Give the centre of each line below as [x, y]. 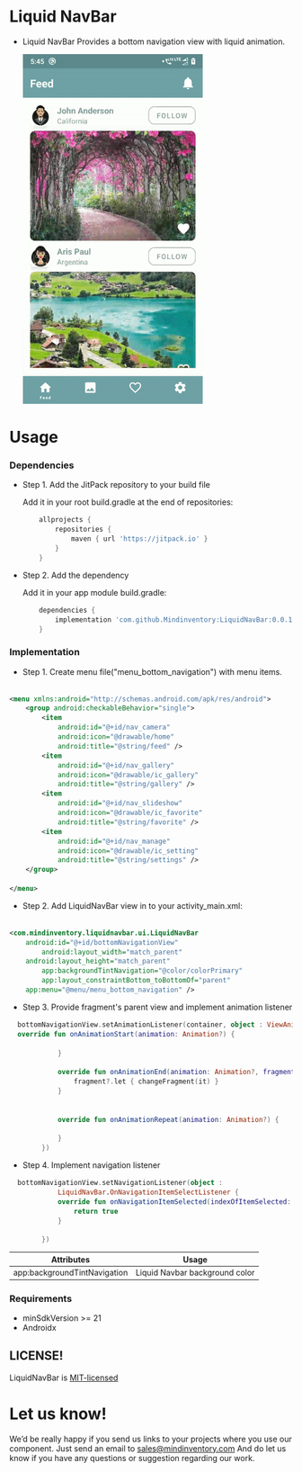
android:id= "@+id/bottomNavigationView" [102, 942]
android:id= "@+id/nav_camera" [114, 727]
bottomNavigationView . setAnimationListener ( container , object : [140, 1024]
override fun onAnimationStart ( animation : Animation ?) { [126, 1034]
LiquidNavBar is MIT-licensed [64, 1378]
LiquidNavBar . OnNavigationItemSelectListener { [148, 1193]
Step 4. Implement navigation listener [91, 1165]
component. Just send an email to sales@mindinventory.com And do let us [148, 1448]
